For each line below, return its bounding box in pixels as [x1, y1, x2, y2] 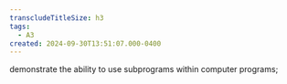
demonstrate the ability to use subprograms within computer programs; [9, 64, 279, 75]
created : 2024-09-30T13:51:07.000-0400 [9, 38, 162, 48]
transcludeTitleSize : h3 [9, 13, 104, 23]
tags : [9, 22, 30, 31]
